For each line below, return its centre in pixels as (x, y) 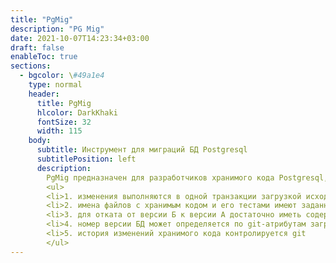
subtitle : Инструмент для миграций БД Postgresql (142, 150)
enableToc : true (44, 57)
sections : (31, 66)
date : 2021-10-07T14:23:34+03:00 (80, 38)
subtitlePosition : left (86, 159)
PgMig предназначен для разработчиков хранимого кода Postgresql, (187, 177)
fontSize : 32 (64, 122)
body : (40, 141)
